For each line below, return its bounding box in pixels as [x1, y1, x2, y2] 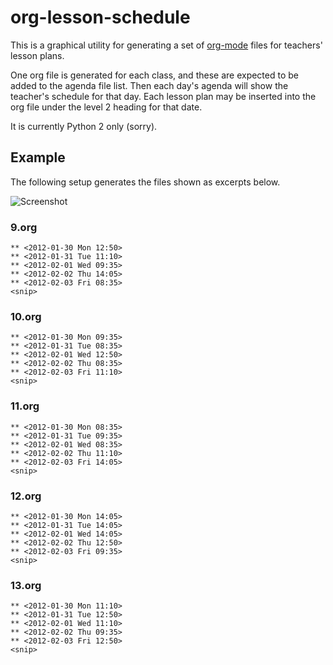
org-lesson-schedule [10, 6, 191, 29]
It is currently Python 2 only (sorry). [10, 120, 158, 132]
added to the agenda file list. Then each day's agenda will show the [10, 79, 289, 91]
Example [10, 149, 66, 166]
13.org [10, 578, 42, 592]
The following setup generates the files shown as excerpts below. [10, 176, 281, 188]
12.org [10, 489, 42, 503]
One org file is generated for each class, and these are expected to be [10, 69, 299, 81]
